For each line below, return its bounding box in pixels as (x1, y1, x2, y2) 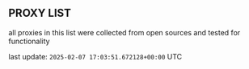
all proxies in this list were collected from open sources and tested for (8, 27, 241, 37)
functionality (8, 36, 50, 46)
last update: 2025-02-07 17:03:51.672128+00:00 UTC (8, 51, 183, 61)
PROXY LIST (8, 6, 71, 20)
